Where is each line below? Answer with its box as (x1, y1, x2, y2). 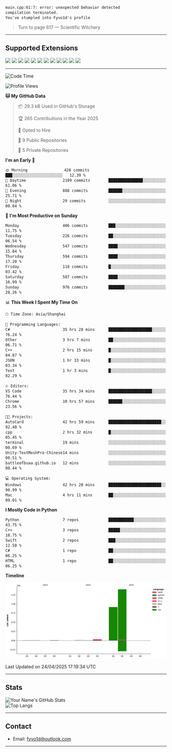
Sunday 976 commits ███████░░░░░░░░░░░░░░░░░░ (5, 284, 166, 290)
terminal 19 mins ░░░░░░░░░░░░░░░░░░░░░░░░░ (5, 440, 166, 445)
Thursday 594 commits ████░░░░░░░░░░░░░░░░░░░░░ (5, 254, 166, 259)
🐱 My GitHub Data (5, 92, 46, 99)
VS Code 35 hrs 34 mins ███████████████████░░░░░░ (5, 389, 166, 394)
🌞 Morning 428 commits (5, 167, 90, 172)
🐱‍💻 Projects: (5, 414, 33, 419)
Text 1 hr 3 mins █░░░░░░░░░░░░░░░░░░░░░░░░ (5, 368, 166, 373)
